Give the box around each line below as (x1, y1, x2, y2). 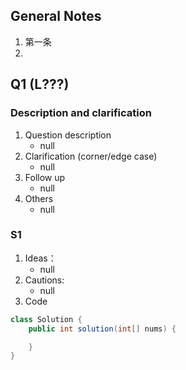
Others (24, 192, 54, 204)
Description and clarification (10, 106, 152, 120)
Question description (24, 129, 112, 141)
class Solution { (10, 314, 83, 324)
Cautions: (24, 274, 65, 286)
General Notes (10, 8, 102, 25)
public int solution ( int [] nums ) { (28, 324, 177, 334)
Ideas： (24, 252, 57, 264)
